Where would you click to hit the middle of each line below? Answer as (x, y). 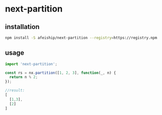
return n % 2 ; (24, 77)
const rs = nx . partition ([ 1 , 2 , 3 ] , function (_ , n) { (61, 73)
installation (22, 27)
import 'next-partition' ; (31, 64)
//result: (15, 90)
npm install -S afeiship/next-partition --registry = (59, 38)
